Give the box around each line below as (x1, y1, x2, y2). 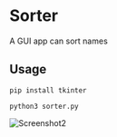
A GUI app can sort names (9, 35, 109, 46)
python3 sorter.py (9, 102, 79, 111)
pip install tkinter (9, 85, 88, 95)
